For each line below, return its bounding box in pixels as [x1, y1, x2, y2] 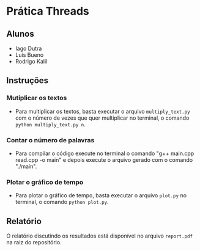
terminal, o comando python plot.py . [15, 198, 109, 206]
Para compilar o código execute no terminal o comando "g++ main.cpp [15, 150, 194, 157]
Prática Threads [6, 4, 90, 18]
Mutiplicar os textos [6, 93, 67, 102]
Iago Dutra [15, 45, 42, 52]
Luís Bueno [15, 51, 44, 59]
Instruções [6, 75, 49, 86]
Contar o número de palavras [6, 136, 95, 144]
